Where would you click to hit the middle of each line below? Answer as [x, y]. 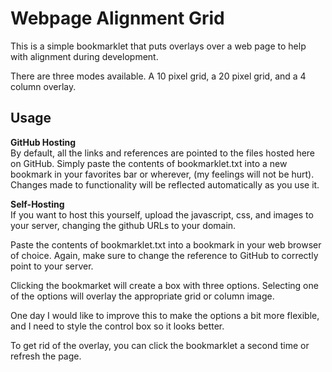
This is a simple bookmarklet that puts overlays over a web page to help [158, 46]
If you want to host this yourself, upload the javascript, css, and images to [162, 214]
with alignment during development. [84, 56]
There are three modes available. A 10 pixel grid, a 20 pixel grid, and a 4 [158, 76]
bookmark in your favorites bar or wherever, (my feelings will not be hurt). [162, 174]
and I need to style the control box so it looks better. [117, 326]
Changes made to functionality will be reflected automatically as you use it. [165, 184]
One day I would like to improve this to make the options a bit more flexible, [165, 315]
